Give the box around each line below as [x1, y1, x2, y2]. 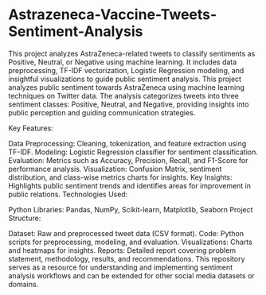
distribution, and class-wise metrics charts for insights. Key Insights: [8, 173, 233, 182]
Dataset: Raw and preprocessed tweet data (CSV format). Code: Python [8, 228, 244, 238]
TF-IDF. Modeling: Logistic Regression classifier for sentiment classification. [8, 147, 259, 157]
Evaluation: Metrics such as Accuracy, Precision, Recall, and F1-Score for [8, 155, 248, 165]
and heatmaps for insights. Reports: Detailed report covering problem [8, 245, 237, 255]
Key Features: [8, 123, 53, 133]
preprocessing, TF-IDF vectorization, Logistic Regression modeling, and [8, 65, 244, 75]
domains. [8, 279, 39, 289]
